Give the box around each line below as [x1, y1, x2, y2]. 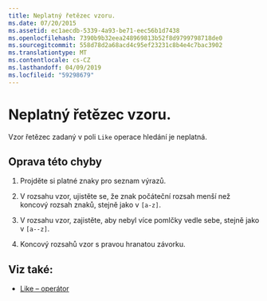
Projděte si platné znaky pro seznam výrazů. [19, 176, 166, 186]
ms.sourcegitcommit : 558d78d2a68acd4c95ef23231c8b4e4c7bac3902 [8, 42, 223, 50]
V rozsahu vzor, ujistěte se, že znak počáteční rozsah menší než [19, 192, 231, 201]
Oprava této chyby [8, 155, 102, 168]
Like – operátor [19, 284, 69, 294]
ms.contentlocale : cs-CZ [8, 57, 91, 65]
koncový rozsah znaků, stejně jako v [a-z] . [19, 200, 162, 210]
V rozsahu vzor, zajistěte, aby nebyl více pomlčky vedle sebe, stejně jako [19, 216, 260, 225]
